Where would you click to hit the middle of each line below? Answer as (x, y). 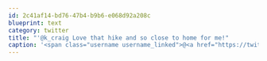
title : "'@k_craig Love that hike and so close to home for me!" (118, 38)
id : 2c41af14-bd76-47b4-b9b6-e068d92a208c (79, 15)
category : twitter (39, 30)
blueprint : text (35, 23)
